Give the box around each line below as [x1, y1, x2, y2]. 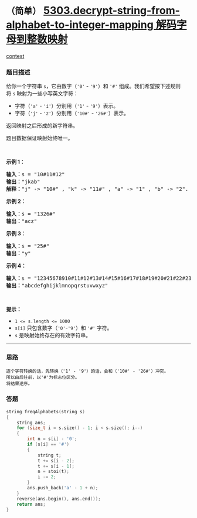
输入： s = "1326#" [6, 211, 56, 217]
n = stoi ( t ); [37, 469, 69, 475]
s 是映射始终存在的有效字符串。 [14, 332, 91, 339]
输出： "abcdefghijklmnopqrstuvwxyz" [6, 282, 108, 289]
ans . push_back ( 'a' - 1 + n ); [27, 485, 98, 491]
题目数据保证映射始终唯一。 [6, 135, 73, 142]
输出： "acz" [6, 218, 38, 225]
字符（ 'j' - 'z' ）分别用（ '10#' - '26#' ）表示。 [14, 109, 130, 117]
